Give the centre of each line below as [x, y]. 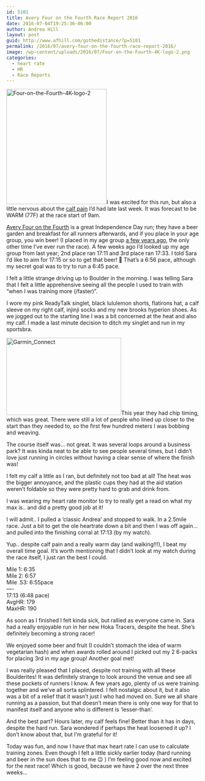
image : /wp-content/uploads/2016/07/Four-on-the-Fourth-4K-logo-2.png [98, 52]
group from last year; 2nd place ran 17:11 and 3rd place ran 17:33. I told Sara [102, 253]
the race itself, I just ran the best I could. [57, 557]
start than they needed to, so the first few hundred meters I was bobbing [98, 426]
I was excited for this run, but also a [151, 202]
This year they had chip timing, [160, 413]
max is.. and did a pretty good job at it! [55, 508]
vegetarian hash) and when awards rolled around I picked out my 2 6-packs [102, 652]
